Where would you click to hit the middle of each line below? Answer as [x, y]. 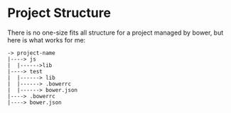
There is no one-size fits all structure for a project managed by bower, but [116, 32]
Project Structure [59, 13]
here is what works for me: [47, 40]
